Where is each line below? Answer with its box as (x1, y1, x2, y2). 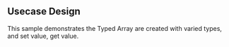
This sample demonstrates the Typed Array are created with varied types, (7, 24, 223, 32)
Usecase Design (7, 6, 81, 18)
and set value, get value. (7, 32, 79, 40)
